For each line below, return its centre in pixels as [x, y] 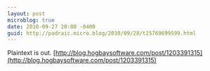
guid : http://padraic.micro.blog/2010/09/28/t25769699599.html [102, 33]
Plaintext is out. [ [32, 53]
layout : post [26, 14]
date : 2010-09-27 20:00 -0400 [52, 26]
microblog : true [31, 20]
